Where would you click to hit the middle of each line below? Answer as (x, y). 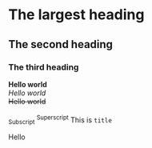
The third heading (44, 67)
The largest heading (76, 15)
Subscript (22, 122)
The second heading (61, 44)
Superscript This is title (74, 119)
